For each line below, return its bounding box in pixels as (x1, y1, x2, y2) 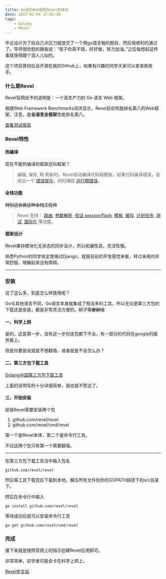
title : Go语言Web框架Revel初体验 (5, 7, 69, 12)
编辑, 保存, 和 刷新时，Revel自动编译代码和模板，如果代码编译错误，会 (17, 172, 161, 177)
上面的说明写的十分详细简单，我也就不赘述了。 (5, 382, 100, 388)
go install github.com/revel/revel (5, 504, 79, 509)
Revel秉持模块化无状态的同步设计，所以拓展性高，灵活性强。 (5, 242, 129, 248)
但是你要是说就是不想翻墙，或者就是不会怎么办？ (5, 347, 105, 353)
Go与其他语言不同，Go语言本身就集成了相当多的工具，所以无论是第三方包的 (5, 300, 160, 306)
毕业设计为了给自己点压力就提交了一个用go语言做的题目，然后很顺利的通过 (5, 40, 158, 46)
